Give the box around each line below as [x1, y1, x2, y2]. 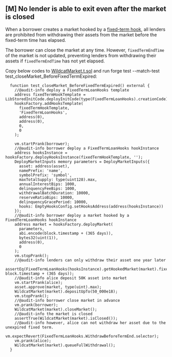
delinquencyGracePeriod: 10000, [18, 199, 88, 205]
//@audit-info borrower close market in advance [14, 298, 120, 303]
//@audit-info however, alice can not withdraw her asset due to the [14, 320, 166, 325]
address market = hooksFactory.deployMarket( [14, 221, 114, 227]
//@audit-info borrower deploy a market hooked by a [14, 213, 130, 218]
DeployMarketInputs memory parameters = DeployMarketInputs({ [14, 159, 150, 164]
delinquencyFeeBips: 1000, [18, 186, 77, 191]
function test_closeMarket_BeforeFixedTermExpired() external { [10, 83, 150, 88]
